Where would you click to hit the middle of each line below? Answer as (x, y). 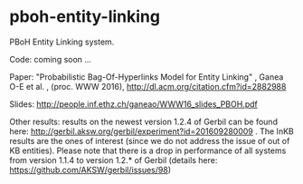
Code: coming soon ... (51, 59)
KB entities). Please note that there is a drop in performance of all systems (148, 150)
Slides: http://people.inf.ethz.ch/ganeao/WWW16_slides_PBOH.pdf (133, 104)
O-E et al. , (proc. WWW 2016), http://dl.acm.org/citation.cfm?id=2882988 (148, 86)
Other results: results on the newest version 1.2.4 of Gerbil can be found (144, 121)
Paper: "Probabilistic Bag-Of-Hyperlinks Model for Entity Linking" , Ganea (147, 77)
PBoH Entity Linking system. (62, 42)
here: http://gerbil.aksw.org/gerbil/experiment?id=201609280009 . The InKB (151, 131)
